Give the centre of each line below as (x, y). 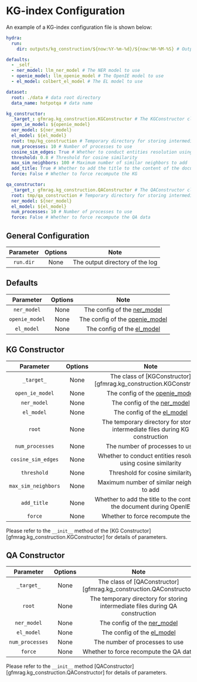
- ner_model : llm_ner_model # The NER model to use (76, 71)
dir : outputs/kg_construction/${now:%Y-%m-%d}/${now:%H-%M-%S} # (98, 49)
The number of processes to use (138, 642)
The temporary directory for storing (139, 599)
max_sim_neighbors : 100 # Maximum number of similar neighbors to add (99, 163)
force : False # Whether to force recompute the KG (74, 174)
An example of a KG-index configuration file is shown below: (79, 27)
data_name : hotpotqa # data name (52, 103)
